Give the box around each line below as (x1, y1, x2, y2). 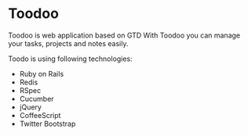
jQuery (19, 102, 42, 112)
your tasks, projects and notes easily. (8, 38, 129, 48)
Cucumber (19, 94, 54, 103)
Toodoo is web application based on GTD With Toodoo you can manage (8, 30, 241, 40)
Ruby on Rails (19, 69, 64, 78)
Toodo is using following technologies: (8, 54, 133, 63)
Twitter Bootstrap (19, 119, 76, 128)
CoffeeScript (19, 110, 61, 120)
